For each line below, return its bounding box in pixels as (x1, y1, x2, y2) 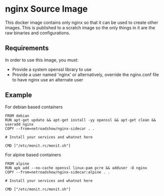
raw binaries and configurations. (5, 30, 70, 36)
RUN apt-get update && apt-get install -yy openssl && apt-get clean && (5, 118, 156, 122)
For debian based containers (5, 104, 63, 110)
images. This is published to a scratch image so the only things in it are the (5, 24, 155, 30)
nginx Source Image (5, 3, 88, 15)
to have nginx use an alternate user (12, 77, 83, 82)
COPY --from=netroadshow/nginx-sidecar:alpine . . (5, 170, 110, 175)
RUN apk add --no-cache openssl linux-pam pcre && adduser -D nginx (5, 165, 147, 170)
